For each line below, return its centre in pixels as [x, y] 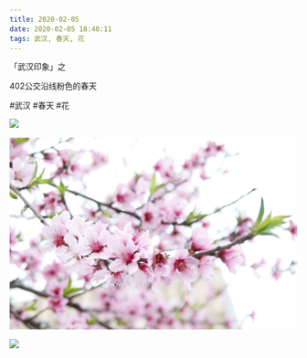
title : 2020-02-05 [44, 19]
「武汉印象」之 [37, 67]
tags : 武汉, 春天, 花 [47, 38]
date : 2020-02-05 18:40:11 [61, 29]
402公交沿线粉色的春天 [53, 86]
